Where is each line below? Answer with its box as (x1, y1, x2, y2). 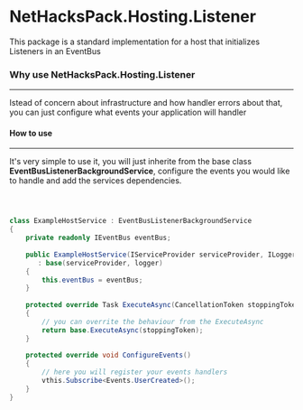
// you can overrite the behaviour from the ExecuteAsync (41, 317, 264, 326)
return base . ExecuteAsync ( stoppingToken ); (41, 325, 204, 335)
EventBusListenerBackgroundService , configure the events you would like (9, 165, 290, 177)
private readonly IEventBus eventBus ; (25, 233, 171, 243)
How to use (9, 127, 52, 138)
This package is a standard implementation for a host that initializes (9, 36, 260, 47)
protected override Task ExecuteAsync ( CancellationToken (25, 301, 244, 310)
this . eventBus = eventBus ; (41, 275, 143, 284)
